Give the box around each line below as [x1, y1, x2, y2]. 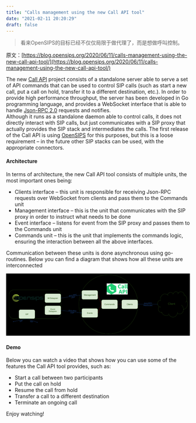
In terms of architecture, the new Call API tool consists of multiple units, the [6, 170, 187, 178]
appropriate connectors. [6, 144, 64, 152]
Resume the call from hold [14, 387, 78, 394]
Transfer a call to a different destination [14, 393, 110, 400]
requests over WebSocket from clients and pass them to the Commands [14, 194, 188, 201]
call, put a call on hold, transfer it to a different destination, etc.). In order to [6, 88, 187, 95]
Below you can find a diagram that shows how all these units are [28, 255, 183, 263]
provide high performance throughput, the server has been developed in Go [6, 94, 188, 102]
